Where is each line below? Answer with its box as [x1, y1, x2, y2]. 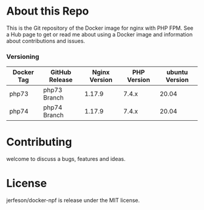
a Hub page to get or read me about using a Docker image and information [6, 30, 193, 38]
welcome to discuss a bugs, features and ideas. [6, 155, 126, 163]
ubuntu [166, 68, 188, 76]
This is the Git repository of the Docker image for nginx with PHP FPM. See [6, 24, 194, 32]
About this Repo [6, 4, 89, 18]
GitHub [50, 68, 72, 76]
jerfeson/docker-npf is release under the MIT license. [6, 197, 140, 204]
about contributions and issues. [6, 37, 86, 44]
